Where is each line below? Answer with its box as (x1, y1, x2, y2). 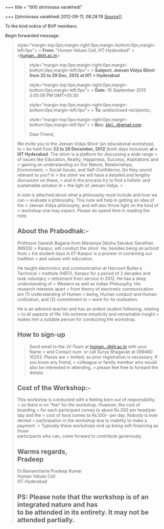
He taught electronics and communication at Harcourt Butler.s (17, 265, 142, 271)
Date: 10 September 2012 (94, 87, 146, 93)
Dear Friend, (29, 131, 55, 137)
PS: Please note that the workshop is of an (17, 493, 149, 501)
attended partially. (17, 516, 75, 524)
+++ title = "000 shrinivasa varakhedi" (5, 4, 83, 10)
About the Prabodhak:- (17, 227, 89, 235)
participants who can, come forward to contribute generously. (17, 433, 142, 439)
